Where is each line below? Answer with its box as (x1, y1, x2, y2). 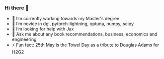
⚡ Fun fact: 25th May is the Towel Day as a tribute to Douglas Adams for (11, 42, 160, 48)
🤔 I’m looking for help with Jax (11, 26, 74, 32)
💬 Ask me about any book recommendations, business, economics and (11, 31, 158, 37)
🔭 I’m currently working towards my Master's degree (11, 16, 120, 22)
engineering (11, 36, 37, 42)
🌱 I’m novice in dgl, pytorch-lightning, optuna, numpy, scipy (11, 21, 134, 27)
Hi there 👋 (4, 4, 29, 11)
